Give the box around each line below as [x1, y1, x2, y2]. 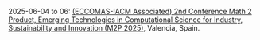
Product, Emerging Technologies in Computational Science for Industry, [8, 15, 243, 24]
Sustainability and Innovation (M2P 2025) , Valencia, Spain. [8, 24, 200, 32]
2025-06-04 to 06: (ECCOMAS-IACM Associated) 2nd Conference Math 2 [8, 7, 252, 16]
